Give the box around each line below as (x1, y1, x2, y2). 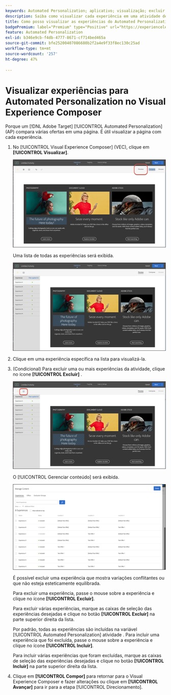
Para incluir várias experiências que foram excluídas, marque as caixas (12, 652, 162, 658)
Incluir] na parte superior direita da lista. (12, 663, 98, 669)
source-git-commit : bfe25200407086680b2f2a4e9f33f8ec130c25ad (5, 41, 140, 46)
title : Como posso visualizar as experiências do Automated (5, 19, 136, 24)
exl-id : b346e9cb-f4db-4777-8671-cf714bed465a (5, 35, 106, 40)
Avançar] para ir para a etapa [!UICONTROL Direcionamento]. (12, 684, 143, 690)
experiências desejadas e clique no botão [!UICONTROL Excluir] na (12, 611, 155, 617)
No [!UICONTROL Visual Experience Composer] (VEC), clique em (12, 144, 150, 150)
